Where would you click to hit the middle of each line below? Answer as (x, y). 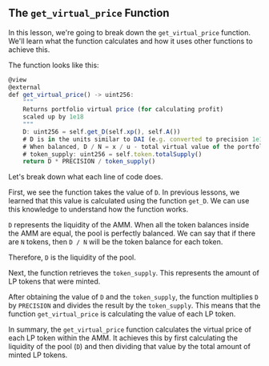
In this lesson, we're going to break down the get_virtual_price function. (129, 32)
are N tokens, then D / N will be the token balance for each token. (116, 242)
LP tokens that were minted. (54, 282)
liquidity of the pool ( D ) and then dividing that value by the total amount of (129, 347)
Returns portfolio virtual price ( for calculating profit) (123, 110)
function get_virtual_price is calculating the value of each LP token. (122, 314)
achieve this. (29, 49)
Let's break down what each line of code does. (86, 177)
